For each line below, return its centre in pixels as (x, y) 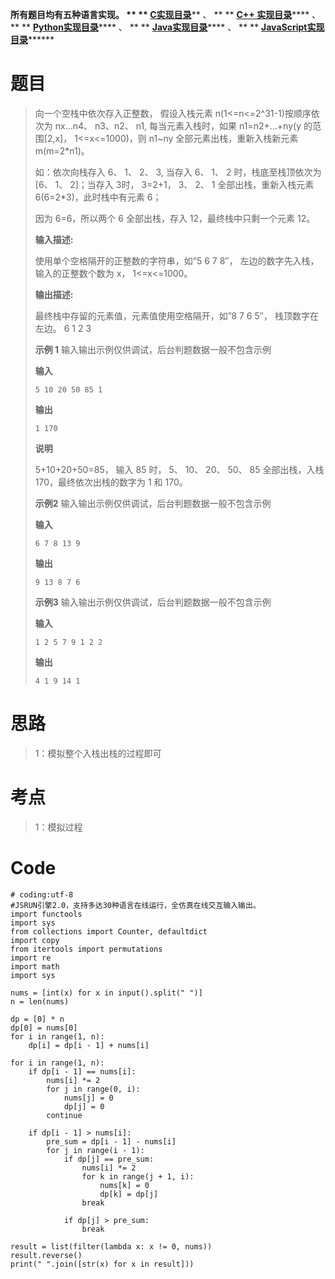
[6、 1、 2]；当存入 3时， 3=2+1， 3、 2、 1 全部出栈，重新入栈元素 (174, 184)
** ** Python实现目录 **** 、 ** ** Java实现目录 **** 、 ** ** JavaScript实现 (167, 27)
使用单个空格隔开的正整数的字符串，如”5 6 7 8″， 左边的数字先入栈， (177, 260)
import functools (46, 914)
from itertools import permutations (86, 949)
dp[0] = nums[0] (44, 1028)
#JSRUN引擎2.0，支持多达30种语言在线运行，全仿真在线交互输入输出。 (135, 905)
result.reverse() (46, 1255)
